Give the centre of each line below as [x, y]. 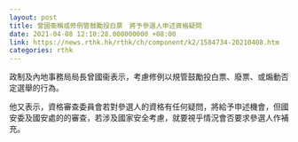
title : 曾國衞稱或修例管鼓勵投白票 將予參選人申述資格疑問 [106, 26]
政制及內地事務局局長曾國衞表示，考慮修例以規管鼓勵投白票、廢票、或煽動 [145, 77]
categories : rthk [41, 51]
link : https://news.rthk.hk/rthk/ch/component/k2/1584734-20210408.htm [144, 42]
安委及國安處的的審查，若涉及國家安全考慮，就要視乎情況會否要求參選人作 [145, 118]
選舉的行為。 [40, 88]
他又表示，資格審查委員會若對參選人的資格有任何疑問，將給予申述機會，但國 [149, 106]
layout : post [33, 17]
